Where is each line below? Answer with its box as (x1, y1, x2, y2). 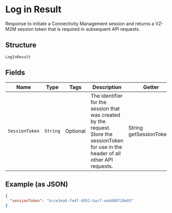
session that (90, 105, 120, 112)
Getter (143, 83, 159, 91)
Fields (5, 68, 26, 77)
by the (90, 118, 106, 125)
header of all (90, 150, 121, 157)
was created (90, 111, 120, 118)
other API (90, 156, 113, 163)
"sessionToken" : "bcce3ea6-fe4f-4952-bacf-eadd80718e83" (10, 198, 134, 203)
